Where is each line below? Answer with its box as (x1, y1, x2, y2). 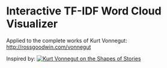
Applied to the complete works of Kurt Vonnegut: (6, 37, 127, 44)
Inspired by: (6, 55, 36, 62)
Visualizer (6, 17, 58, 31)
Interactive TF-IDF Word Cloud (6, 4, 162, 18)
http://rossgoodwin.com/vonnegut (6, 43, 91, 51)
